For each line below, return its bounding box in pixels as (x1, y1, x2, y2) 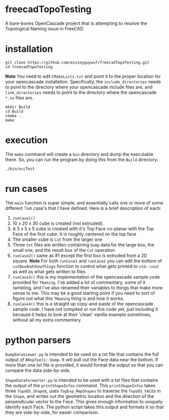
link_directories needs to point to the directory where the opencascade (5, 89, 157, 95)
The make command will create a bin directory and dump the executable (5, 151, 153, 157)
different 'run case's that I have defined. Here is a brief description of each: (5, 205, 162, 211)
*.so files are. (5, 94, 34, 100)
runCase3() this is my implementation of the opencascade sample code (12, 274, 160, 280)
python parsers (5, 334, 71, 346)
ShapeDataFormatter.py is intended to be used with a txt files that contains (5, 377, 158, 383)
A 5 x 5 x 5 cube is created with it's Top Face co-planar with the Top (12, 226, 154, 232)
